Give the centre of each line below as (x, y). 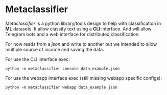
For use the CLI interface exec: (38, 59)
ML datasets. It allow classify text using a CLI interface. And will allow (78, 28)
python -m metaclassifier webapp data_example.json (61, 87)
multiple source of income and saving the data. (55, 49)
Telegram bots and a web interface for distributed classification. (73, 34)
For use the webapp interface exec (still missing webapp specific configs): (84, 78)
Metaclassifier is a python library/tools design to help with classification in (83, 23)
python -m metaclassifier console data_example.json (63, 69)
